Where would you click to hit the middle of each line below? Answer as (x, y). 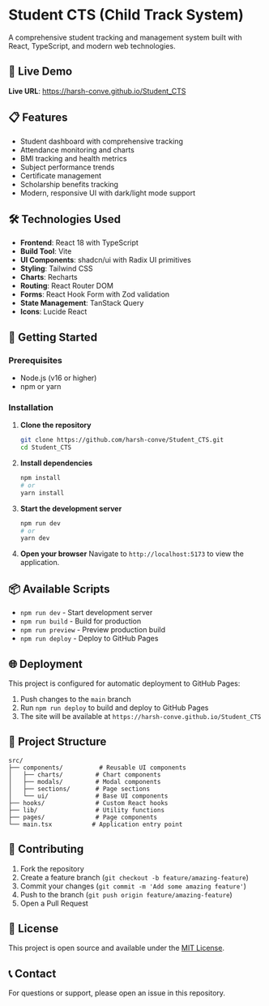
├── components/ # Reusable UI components (97, 768)
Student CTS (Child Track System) (126, 15)
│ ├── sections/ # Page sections (79, 789)
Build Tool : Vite (46, 251)
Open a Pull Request (54, 903)
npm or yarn (41, 387)
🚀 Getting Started (53, 337)
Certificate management (61, 175)
